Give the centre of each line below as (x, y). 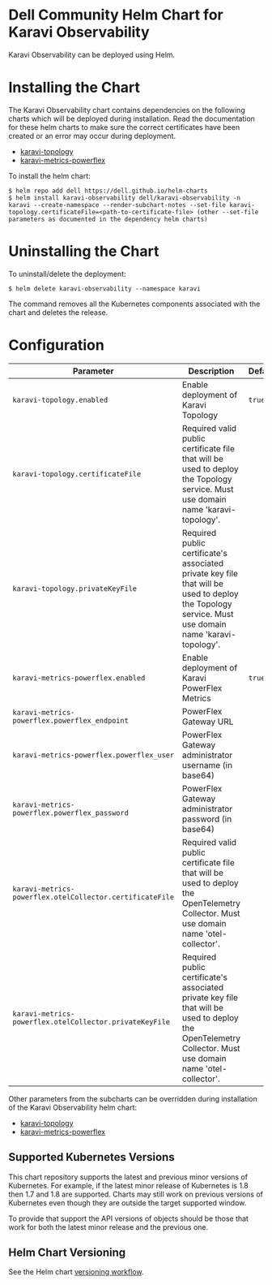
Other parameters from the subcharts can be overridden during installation (133, 1098)
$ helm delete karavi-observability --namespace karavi (104, 289)
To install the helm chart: (49, 175)
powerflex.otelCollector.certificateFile (93, 897)
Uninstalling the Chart (84, 251)
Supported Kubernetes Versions (92, 1157)
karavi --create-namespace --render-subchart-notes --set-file (117, 205)
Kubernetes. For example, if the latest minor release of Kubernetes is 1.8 (128, 1185)
